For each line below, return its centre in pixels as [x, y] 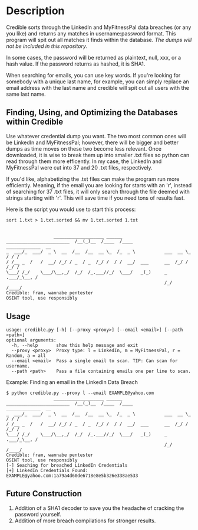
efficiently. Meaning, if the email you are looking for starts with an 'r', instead [99, 185]
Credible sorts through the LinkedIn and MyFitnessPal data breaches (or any [99, 27]
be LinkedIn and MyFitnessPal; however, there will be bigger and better [92, 142]
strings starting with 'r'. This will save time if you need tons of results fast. [95, 198]
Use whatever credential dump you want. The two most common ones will [96, 136]
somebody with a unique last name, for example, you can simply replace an [98, 82]
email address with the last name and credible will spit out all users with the [98, 87]
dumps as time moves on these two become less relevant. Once [84, 148]
